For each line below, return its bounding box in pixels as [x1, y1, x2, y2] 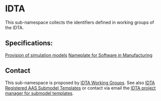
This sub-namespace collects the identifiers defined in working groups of [5, 19, 154, 25]
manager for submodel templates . [5, 90, 74, 96]
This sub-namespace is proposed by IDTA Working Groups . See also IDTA [5, 80, 155, 86]
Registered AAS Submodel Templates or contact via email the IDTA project [5, 85, 156, 91]
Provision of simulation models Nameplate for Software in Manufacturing [5, 52, 153, 58]
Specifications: [5, 39, 53, 48]
